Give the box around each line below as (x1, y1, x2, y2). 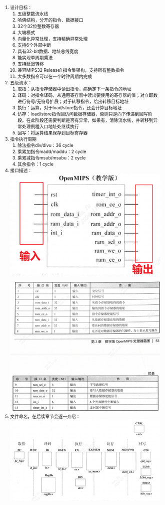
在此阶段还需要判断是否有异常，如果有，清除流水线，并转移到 (26, 117, 153, 123)
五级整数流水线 (17, 11, 48, 17)
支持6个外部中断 (17, 42, 51, 48)
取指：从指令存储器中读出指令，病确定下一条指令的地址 (17, 86, 131, 92)
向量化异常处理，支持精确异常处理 (17, 36, 88, 42)
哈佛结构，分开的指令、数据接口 (17, 17, 83, 23)
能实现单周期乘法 (17, 55, 53, 60)
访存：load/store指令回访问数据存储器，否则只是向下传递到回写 (17, 111, 148, 117)
